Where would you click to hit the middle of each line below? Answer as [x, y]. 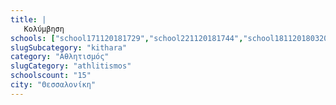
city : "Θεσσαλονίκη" [53, 85]
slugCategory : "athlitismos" [71, 66]
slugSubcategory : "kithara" [69, 47]
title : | [28, 19]
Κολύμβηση [44, 29]
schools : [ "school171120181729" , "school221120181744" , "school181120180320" [171, 38]
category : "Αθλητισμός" [60, 57]
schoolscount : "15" [51, 76]
